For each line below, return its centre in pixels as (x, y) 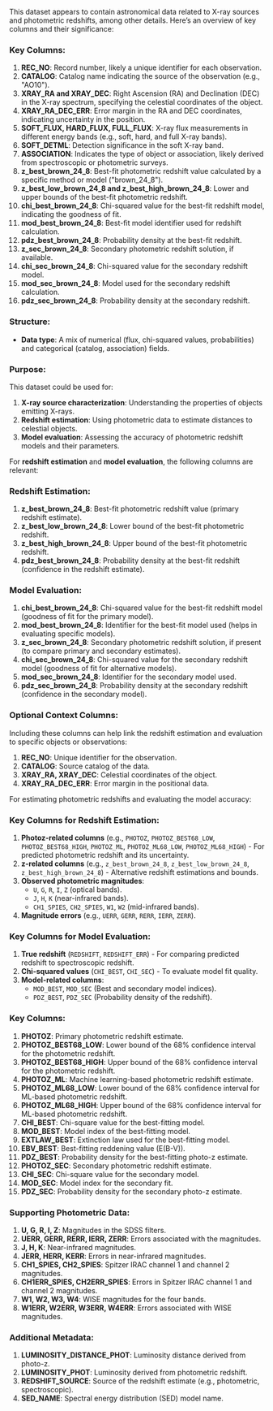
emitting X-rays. (48, 411)
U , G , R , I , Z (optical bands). (77, 889)
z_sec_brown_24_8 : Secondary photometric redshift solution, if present (141, 643)
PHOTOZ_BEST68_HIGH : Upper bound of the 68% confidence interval (139, 1062)
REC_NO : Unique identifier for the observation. (99, 757)
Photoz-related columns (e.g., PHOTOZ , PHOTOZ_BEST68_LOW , (118, 838)
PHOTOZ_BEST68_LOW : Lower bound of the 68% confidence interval (138, 1045)
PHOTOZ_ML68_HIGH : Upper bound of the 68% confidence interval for (141, 1105)
